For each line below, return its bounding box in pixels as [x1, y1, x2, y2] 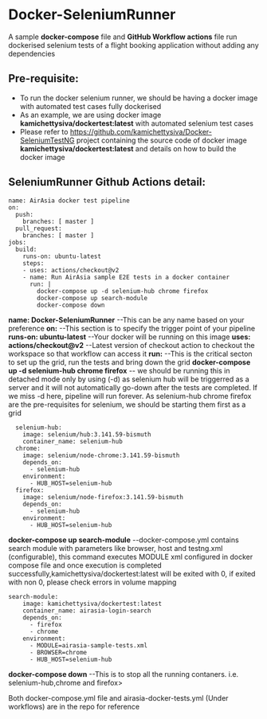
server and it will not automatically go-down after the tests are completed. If [8, 382, 257, 392]
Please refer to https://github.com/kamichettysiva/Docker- [19, 127, 213, 136]
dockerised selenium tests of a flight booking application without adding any [8, 40, 259, 49]
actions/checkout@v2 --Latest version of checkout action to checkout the [8, 340, 255, 350]
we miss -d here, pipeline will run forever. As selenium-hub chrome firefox [8, 391, 252, 401]
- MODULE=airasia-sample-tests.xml [29, 641, 148, 650]
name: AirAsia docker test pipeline [8, 197, 130, 205]
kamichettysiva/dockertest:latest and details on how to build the [19, 143, 237, 153]
